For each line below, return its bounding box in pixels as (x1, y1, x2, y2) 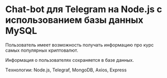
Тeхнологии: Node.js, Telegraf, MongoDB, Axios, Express (5, 67, 127, 73)
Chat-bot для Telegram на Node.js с (5, 4, 162, 15)
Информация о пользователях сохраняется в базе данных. (5, 57, 134, 63)
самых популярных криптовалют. (5, 47, 78, 53)
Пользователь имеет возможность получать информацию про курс (5, 42, 154, 48)
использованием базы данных (5, 14, 144, 26)
